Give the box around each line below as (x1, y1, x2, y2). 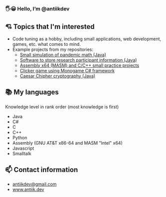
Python (12, 135, 27, 141)
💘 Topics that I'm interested (5, 22, 95, 31)
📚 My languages (5, 88, 59, 97)
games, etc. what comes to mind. (12, 41, 81, 47)
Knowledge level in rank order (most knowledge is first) (5, 104, 119, 110)
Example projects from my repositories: (12, 46, 94, 52)
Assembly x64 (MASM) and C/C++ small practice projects (19, 62, 140, 68)
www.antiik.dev (12, 187, 44, 193)
